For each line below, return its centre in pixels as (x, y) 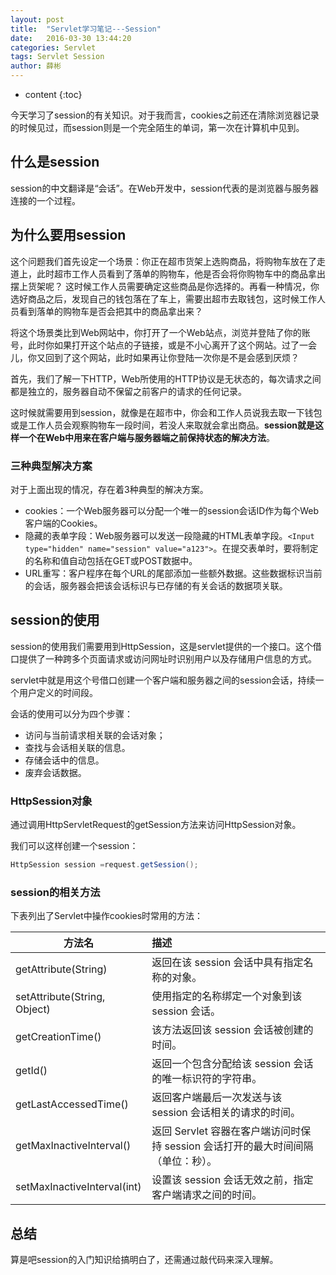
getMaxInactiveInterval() (73, 1146)
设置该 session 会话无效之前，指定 (232, 1180)
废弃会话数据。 (55, 772)
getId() (31, 1071)
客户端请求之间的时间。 (207, 1195)
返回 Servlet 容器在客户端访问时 (226, 1131)
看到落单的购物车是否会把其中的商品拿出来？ (110, 311)
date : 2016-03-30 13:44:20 (71, 38)
